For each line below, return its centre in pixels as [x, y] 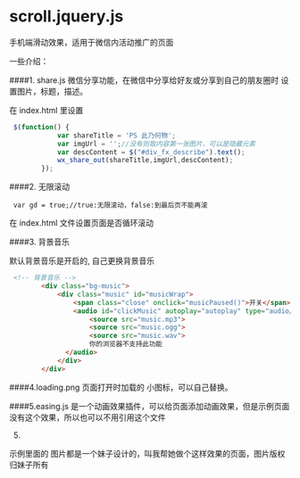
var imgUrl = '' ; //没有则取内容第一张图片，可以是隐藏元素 [156, 144]
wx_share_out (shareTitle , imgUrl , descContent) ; [145, 161]
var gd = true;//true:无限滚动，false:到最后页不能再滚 [110, 206]
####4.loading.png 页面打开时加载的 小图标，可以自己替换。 [121, 387]
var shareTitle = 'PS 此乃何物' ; [117, 136]
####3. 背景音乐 [39, 242]
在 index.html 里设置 [46, 110]
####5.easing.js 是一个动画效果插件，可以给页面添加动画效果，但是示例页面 [150, 406]
